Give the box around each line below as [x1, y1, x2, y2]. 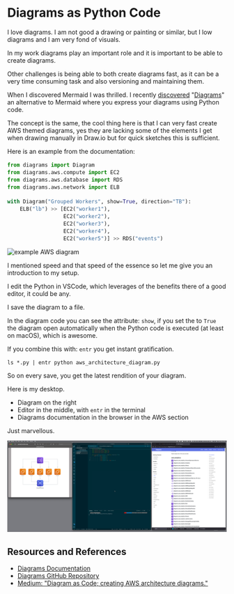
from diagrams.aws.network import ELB [7, 183, 120, 191]
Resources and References [7, 545, 127, 558]
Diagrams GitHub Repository [17, 572, 100, 580]
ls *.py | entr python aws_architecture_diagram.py [7, 359, 160, 366]
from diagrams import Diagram [7, 162, 95, 169]
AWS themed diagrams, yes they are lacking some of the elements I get [7, 126, 212, 134]
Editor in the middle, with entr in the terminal [17, 405, 146, 414]
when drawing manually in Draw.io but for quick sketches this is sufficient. [7, 134, 220, 142]
